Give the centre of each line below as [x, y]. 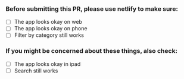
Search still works [36, 71]
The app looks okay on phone [51, 29]
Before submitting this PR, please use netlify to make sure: [92, 9]
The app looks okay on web [48, 22]
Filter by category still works [49, 35]
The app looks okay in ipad [47, 64]
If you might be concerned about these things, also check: [92, 51]
